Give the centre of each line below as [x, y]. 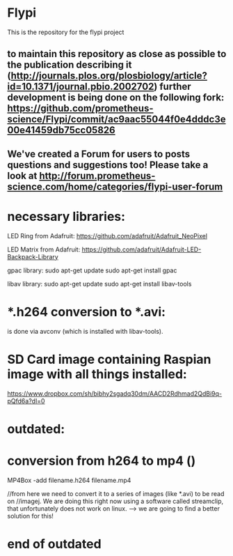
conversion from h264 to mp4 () [102, 461]
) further [172, 87]
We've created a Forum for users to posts [99, 154]
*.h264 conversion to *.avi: [86, 312]
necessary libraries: [66, 216]
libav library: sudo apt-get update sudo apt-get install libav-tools [99, 284]
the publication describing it [70, 65]
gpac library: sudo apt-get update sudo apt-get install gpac [92, 270]
